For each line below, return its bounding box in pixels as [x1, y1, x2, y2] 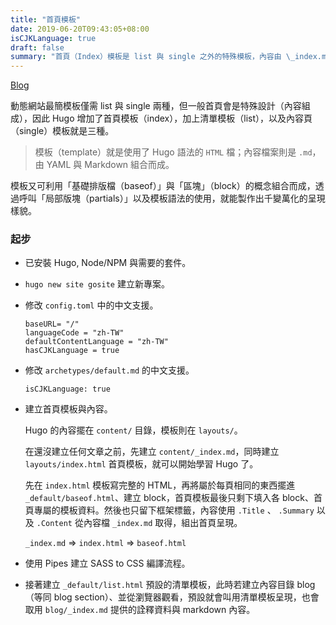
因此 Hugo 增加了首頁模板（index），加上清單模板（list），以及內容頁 [31, 112, 313, 125]
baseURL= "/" [24, 319, 80, 330]
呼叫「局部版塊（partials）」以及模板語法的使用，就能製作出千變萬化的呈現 [18, 192, 326, 205]
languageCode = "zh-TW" [24, 328, 125, 338]
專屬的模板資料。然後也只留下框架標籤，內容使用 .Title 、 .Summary [33, 504, 315, 516]
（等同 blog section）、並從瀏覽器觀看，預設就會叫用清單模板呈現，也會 [24, 591, 320, 603]
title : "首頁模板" [10, 14, 82, 25]
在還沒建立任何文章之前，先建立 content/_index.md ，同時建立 [24, 446, 280, 458]
